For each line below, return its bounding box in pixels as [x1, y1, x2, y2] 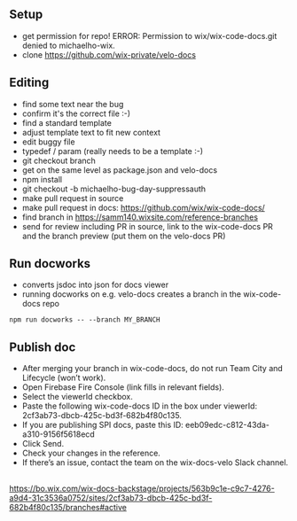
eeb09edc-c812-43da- [184, 420, 270, 431]
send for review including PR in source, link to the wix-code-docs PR [21, 221, 273, 231]
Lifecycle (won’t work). [21, 372, 106, 384]
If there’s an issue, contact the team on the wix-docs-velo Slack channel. [21, 457, 289, 468]
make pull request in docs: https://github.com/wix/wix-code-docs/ [21, 202, 266, 213]
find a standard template [21, 117, 113, 128]
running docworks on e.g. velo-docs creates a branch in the [21, 289, 242, 299]
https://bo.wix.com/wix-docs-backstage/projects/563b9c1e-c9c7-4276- [9, 483, 275, 494]
